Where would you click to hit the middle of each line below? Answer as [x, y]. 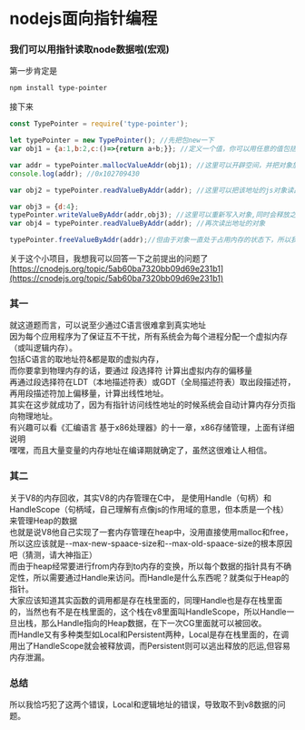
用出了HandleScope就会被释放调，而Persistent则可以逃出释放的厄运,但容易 [150, 645]
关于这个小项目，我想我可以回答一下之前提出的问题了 [109, 259]
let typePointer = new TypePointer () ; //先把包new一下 [112, 141]
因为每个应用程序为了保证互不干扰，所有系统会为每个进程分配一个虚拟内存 [148, 337]
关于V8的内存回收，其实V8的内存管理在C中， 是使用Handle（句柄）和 [141, 498]
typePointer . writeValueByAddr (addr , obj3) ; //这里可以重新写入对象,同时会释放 [150, 215]
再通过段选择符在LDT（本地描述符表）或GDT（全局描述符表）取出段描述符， [152, 382]
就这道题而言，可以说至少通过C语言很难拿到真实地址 [108, 325]
